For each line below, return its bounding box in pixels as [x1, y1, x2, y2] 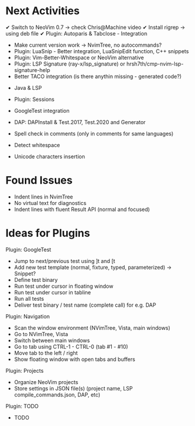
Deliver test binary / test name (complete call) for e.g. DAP [14, 301, 157, 308]
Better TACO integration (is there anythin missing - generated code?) [14, 73, 182, 80]
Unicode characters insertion [14, 152, 85, 160]
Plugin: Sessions [14, 96, 54, 103]
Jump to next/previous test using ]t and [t [14, 257, 116, 264]
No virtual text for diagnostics [14, 199, 87, 206]
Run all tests [14, 295, 44, 302]
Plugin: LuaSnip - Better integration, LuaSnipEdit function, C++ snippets [14, 47, 189, 54]
